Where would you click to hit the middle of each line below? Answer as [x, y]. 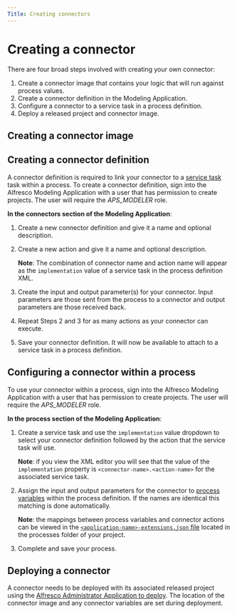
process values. [41, 91]
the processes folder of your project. [72, 534]
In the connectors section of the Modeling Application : [90, 213]
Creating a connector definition [78, 160]
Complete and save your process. [67, 548]
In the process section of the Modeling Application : [85, 418]
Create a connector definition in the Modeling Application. [102, 98]
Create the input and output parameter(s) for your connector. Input [115, 292]
